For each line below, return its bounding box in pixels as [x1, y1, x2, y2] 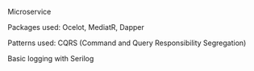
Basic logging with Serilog [7, 54, 94, 63]
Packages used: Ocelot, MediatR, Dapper [7, 23, 144, 31]
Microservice [7, 7, 52, 16]
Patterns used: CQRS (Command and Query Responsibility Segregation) [7, 38, 247, 48]
